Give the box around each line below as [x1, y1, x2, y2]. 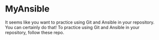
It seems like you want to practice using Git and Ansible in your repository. [5, 19, 155, 25]
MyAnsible [5, 3, 50, 14]
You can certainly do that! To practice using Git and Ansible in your [5, 24, 140, 30]
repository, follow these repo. [5, 29, 65, 35]
